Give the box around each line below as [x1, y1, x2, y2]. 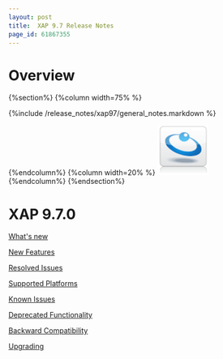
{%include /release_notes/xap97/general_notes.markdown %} [8, 109, 217, 118]
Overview [8, 66, 75, 84]
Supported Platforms [8, 279, 79, 288]
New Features [8, 247, 55, 257]
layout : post [8, 13, 53, 21]
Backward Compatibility [8, 326, 88, 335]
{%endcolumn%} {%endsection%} [8, 177, 126, 186]
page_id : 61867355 [8, 30, 71, 38]
